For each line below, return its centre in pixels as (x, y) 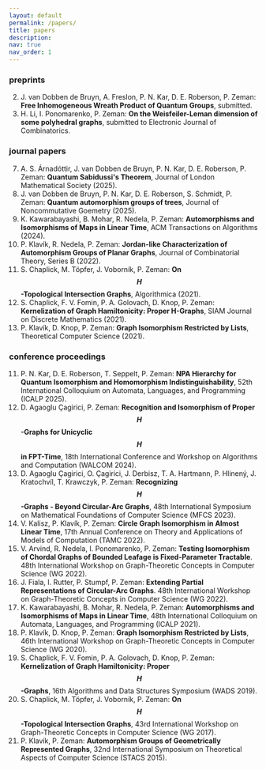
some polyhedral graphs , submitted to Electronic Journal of (118, 123)
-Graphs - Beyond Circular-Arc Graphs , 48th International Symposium (136, 506)
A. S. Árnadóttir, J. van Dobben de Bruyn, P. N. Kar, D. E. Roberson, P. (133, 168)
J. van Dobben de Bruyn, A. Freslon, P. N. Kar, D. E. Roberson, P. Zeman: (138, 97)
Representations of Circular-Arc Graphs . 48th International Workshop (135, 591)
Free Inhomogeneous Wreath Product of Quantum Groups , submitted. (136, 106)
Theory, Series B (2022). (60, 261)
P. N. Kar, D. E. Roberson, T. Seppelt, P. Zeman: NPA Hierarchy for (128, 373)
